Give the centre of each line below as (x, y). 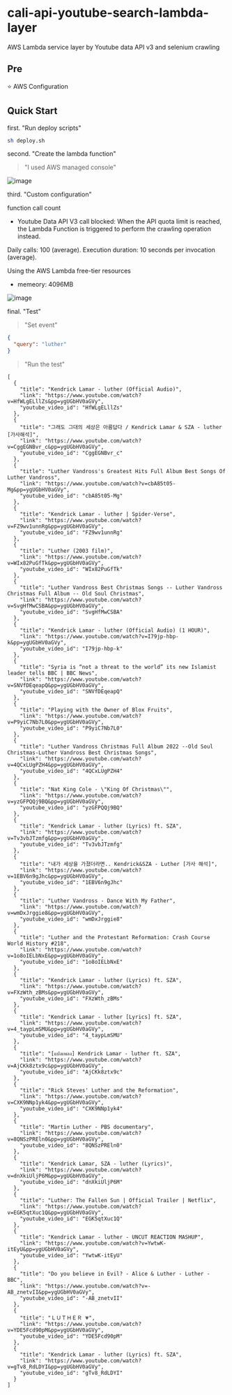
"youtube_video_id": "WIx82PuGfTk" (71, 570)
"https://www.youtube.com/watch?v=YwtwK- (106, 1243)
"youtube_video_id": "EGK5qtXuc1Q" (71, 1219)
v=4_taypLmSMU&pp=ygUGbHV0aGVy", (56, 1029)
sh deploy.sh (26, 140)
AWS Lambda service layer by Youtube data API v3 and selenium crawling (114, 47)
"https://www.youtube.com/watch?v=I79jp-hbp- (111, 637)
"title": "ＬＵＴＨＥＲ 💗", (57, 1318)
